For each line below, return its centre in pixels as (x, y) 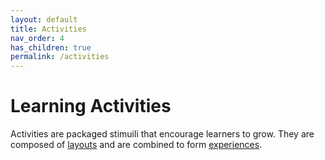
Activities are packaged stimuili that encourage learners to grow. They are (162, 134)
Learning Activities (91, 106)
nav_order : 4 (37, 38)
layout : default (44, 19)
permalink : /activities (60, 57)
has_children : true (51, 47)
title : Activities (48, 29)
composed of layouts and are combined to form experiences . (136, 145)
